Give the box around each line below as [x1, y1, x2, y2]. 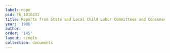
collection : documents [5, 40, 53, 45]
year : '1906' [5, 21, 33, 27]
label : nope [5, 7, 30, 13]
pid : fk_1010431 [5, 12, 39, 17]
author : [5, 26, 22, 31]
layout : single [5, 36, 37, 41]
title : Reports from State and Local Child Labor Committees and [5, 17, 146, 22]
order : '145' [5, 31, 33, 36]
